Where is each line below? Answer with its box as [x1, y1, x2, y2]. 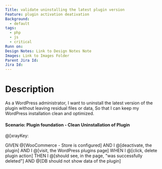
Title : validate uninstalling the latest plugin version [5, 7, 125, 12]
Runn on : [5, 44, 23, 49]
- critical [9, 40, 32, 44]
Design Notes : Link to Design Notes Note [5, 48, 92, 53]
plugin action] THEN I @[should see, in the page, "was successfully [5, 153, 143, 159]
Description [5, 84, 54, 95]
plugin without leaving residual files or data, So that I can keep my [5, 105, 139, 111]
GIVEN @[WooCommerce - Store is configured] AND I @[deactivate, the [5, 142, 152, 148]
